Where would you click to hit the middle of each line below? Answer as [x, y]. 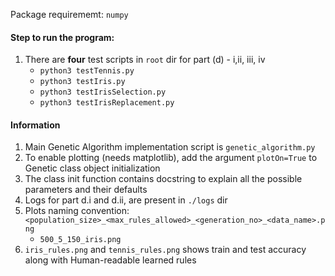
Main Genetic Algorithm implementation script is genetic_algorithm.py [170, 147]
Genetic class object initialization [92, 168]
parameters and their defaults [86, 190]
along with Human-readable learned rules [110, 260]
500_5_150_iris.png [80, 240]
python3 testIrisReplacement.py [107, 103]
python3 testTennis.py [87, 71]
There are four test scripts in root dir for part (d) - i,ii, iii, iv [145, 60]
